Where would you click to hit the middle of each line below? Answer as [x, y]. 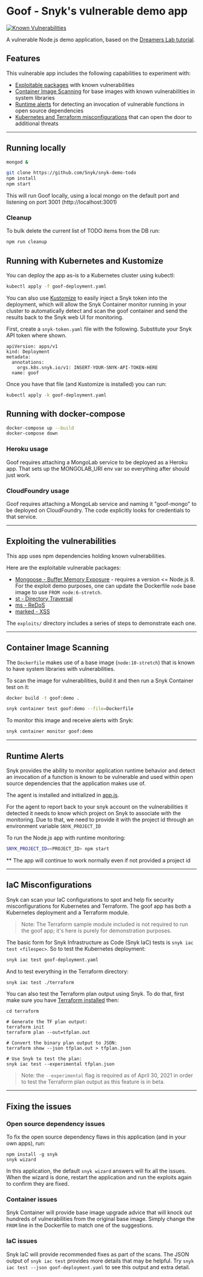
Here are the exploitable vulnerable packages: [63, 567]
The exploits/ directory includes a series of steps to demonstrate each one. [101, 623]
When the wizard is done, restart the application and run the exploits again [99, 1177]
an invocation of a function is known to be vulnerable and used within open [100, 777]
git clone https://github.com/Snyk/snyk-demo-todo [71, 173]
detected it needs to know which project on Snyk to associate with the [94, 813]
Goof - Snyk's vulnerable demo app [97, 11]
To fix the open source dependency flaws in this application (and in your [96, 1137]
